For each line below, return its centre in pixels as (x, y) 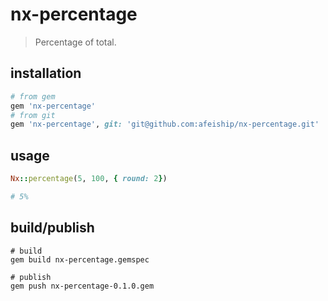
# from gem (33, 96)
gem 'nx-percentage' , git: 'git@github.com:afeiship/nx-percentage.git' (165, 124)
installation (46, 73)
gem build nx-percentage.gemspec (80, 259)
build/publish (52, 228)
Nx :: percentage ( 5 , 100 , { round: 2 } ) (89, 179)
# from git (33, 115)
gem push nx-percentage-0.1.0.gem (82, 286)
